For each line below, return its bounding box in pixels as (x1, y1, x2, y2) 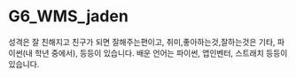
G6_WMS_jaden (8, 6, 129, 27)
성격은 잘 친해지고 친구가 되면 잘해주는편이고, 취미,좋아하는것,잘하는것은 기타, (8, 36, 276, 47)
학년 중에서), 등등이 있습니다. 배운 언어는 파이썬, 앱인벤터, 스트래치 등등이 (34, 47, 288, 58)
